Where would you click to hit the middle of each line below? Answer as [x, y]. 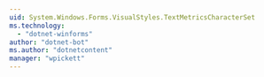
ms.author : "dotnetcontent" [61, 50]
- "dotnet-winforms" [55, 34]
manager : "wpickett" [47, 58]
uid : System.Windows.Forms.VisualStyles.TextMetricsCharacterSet [132, 17]
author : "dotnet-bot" [49, 42]
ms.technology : [37, 26]
